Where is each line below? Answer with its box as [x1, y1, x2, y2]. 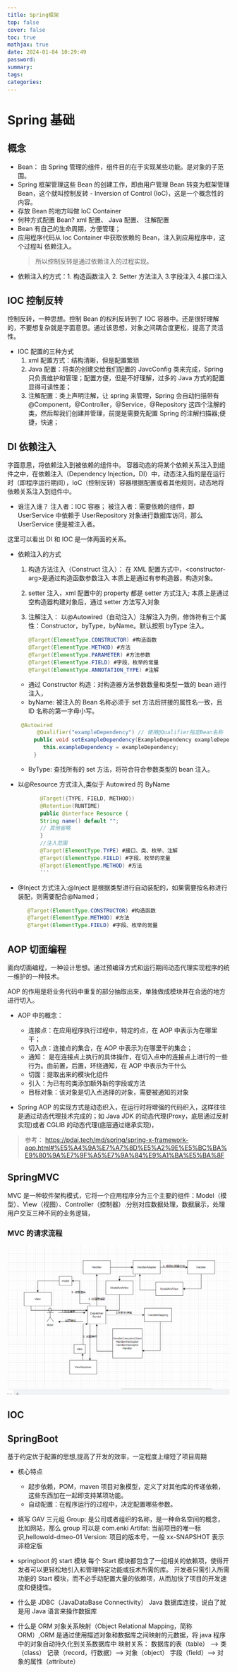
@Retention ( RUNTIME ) [39, 802, 100, 809]
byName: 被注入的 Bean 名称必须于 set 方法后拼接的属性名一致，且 [28, 697, 224, 706]
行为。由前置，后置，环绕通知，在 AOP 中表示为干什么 [28, 1061, 187, 1070]
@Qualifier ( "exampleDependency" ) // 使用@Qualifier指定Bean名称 [36, 729, 224, 736]
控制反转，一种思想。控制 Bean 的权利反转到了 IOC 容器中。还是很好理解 [7, 314, 220, 323]
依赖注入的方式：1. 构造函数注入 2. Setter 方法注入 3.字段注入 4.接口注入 [17, 272, 228, 281]
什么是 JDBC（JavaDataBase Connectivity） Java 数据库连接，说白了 [17, 1598, 220, 1607]
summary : [7, 64, 33, 71]
